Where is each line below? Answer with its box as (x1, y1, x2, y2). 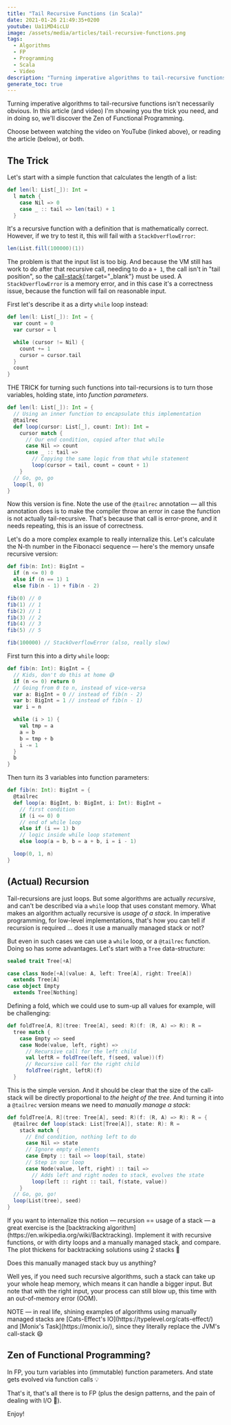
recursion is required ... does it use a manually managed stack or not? (7, 923, 205, 931)
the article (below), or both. (7, 135, 85, 143)
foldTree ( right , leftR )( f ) (25, 1067, 103, 1074)
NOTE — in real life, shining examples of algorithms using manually (7, 1308, 197, 1315)
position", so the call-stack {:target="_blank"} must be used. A (7, 272, 182, 281)
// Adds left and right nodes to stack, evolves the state (32, 1171, 205, 1179)
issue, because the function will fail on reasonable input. (7, 287, 167, 295)
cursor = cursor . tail (19, 352, 81, 358)
